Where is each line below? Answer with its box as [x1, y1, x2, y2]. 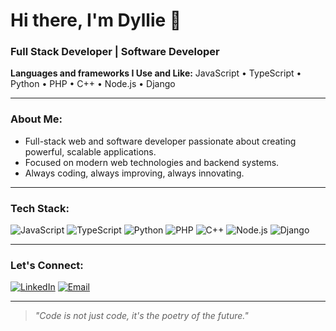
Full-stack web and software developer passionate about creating [24, 135, 297, 147]
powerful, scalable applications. [24, 145, 157, 158]
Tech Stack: [10, 201, 70, 215]
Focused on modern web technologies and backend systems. [24, 156, 280, 168]
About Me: [10, 112, 63, 126]
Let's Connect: [10, 259, 84, 272]
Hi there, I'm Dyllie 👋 [10, 9, 182, 32]
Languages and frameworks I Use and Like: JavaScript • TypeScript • [10, 67, 302, 79]
